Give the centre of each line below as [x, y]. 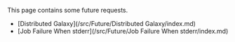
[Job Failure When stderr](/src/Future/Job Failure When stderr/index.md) [123, 31]
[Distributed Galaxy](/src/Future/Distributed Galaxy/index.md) [107, 23]
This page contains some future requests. [68, 10]
